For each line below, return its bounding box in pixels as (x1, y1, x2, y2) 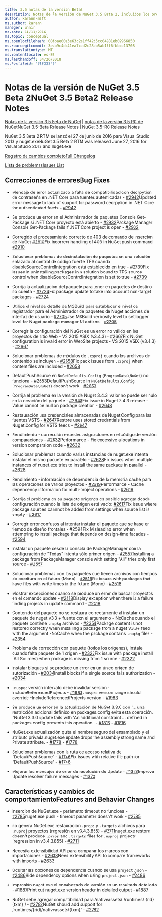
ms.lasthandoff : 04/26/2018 (5, 57, 62, 62)
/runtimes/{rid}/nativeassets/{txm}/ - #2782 (12, 906, 99, 912)
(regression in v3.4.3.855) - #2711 (12, 838, 79, 844)
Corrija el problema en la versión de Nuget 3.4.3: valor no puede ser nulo (12, 392, 157, 398)
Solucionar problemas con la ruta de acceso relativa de (12, 749, 122, 755)
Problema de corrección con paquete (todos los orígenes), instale (12, 645, 143, 651)
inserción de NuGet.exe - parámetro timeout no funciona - (12, 808, 128, 814)
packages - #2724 (12, 294, 49, 300)
